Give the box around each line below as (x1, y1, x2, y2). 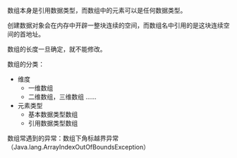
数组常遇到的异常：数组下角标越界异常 (7, 134, 119, 142)
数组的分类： (7, 60, 44, 68)
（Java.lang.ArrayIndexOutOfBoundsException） (7, 143, 150, 151)
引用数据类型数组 (28, 119, 78, 127)
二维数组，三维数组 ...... (28, 92, 97, 101)
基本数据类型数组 (28, 110, 78, 119)
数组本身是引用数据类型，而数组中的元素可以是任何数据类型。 (7, 6, 187, 14)
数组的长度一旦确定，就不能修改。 (7, 45, 107, 53)
